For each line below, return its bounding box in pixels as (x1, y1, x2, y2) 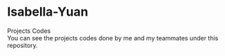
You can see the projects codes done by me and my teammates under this (7, 33, 219, 42)
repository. (7, 41, 38, 49)
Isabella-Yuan (7, 4, 88, 20)
